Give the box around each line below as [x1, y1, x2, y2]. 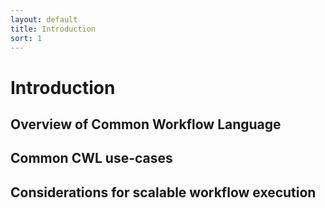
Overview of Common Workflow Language [10, 116, 282, 133]
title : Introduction [10, 24, 97, 34]
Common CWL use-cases [10, 150, 173, 167]
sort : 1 [10, 33, 43, 43]
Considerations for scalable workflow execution [10, 184, 317, 201]
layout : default [10, 14, 78, 25]
